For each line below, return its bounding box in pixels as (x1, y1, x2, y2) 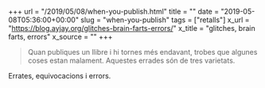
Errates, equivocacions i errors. (8, 71, 111, 80)
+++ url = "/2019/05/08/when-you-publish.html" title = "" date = (8, 7, 220, 16)
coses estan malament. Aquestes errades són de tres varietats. (27, 55, 236, 65)
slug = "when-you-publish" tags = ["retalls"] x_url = (80, 15, 250, 25)
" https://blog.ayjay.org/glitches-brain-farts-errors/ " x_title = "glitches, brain (8, 24, 256, 33)
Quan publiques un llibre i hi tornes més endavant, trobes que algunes (27, 48, 258, 56)
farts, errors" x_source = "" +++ (8, 32, 113, 41)
